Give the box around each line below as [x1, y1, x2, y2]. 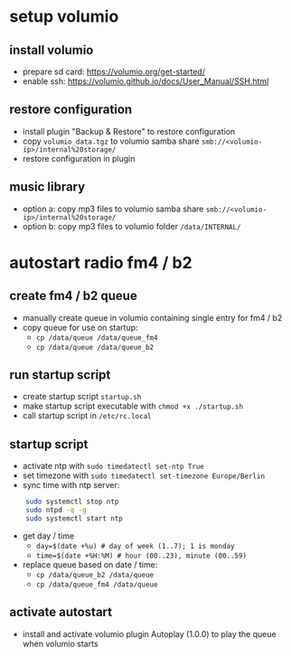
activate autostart [9, 604, 113, 620]
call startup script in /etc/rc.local [22, 410, 152, 421]
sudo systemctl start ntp [25, 514, 124, 523]
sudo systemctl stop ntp [25, 497, 119, 507]
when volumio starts [22, 638, 99, 649]
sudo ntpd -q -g [25, 506, 88, 515]
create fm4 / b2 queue [9, 288, 137, 304]
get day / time [22, 530, 75, 541]
